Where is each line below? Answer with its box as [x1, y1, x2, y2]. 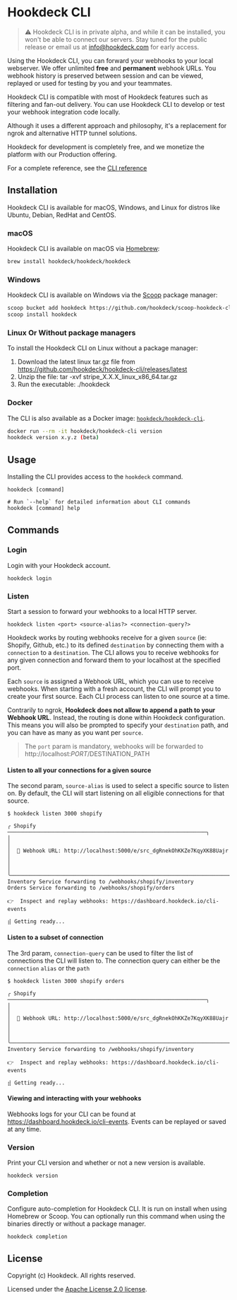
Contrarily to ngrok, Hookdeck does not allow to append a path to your [7, 706, 216, 714]
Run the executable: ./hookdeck [17, 380, 111, 389]
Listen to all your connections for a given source [7, 765, 152, 774]
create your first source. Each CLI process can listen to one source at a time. [7, 692, 230, 701]
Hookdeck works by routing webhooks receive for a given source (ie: [7, 634, 207, 642]
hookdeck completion [7, 1234, 68, 1241]
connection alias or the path [7, 963, 90, 973]
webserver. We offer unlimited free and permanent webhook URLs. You [7, 64, 217, 72]
